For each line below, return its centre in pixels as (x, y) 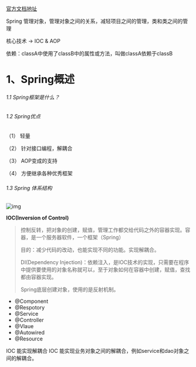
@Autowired (30, 333)
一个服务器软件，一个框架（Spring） (80, 238)
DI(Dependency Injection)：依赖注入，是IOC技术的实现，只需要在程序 (105, 262)
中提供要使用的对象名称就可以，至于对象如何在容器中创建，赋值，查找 (105, 270)
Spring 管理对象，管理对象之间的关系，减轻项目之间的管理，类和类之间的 (94, 21)
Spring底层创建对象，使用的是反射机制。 (70, 289)
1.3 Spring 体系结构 (29, 188)
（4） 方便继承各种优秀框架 (39, 173)
